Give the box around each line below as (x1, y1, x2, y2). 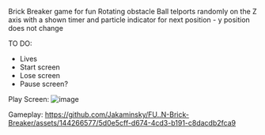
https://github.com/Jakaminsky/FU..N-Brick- (44, 110, 190, 119)
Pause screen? (19, 79, 69, 88)
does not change (8, 24, 63, 32)
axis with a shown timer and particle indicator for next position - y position (8, 15, 251, 24)
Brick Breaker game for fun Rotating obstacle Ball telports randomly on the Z (8, 7, 257, 16)
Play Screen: (8, 95, 50, 103)
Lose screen (19, 71, 61, 80)
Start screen (19, 62, 61, 72)
